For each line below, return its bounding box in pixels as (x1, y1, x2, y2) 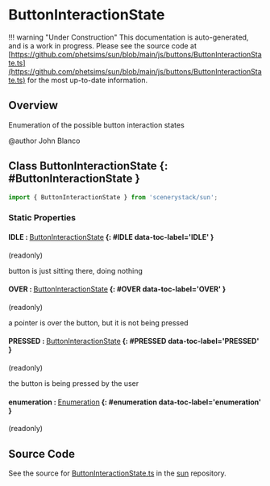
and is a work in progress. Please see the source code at (8, 40, 197, 50)
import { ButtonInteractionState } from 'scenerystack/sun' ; (8, 193, 218, 201)
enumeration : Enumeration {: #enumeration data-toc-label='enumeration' (8, 397, 262, 407)
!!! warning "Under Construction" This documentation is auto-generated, (8, 32, 249, 42)
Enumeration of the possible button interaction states (8, 119, 185, 130)
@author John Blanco (8, 136, 81, 145)
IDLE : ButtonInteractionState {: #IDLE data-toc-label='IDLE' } (8, 232, 214, 241)
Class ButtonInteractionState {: (8, 159, 168, 173)
